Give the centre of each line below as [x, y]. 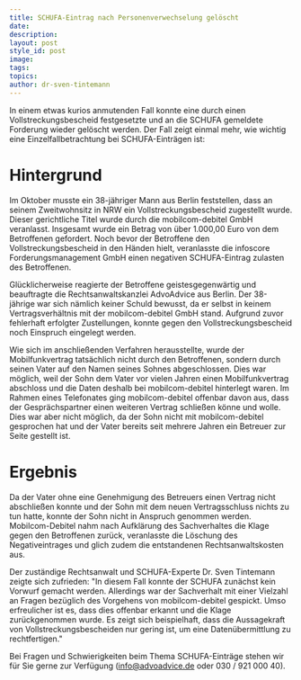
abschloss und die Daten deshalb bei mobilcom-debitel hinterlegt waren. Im [149, 388]
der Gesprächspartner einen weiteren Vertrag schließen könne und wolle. [145, 407]
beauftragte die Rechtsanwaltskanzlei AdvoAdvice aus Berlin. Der [131, 294]
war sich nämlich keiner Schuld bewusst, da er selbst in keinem [154, 303]
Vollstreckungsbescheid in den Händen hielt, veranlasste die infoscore [140, 247]
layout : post [34, 43]
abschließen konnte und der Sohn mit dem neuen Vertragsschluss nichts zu [150, 506]
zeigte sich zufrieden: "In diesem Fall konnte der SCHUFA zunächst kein [143, 581]
